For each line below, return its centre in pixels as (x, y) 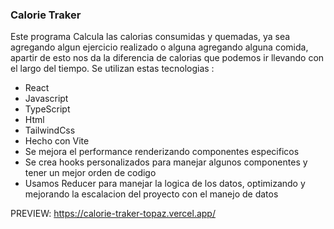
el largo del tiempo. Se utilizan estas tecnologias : (112, 69)
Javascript (46, 99)
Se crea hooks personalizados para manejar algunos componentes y (166, 162)
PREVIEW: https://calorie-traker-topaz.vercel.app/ (113, 214)
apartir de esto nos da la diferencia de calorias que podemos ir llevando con (167, 58)
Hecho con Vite (57, 141)
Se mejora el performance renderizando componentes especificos (162, 152)
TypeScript (47, 109)
